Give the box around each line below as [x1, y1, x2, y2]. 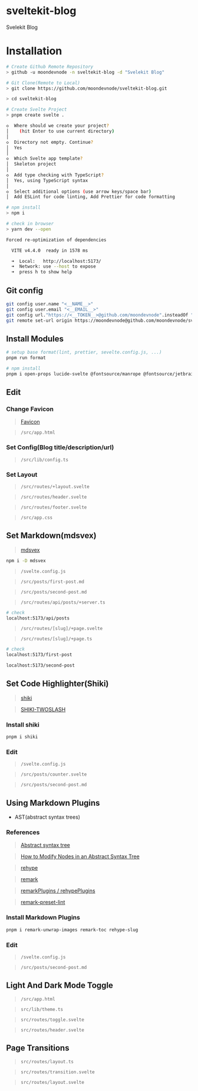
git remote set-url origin [6, 317, 72, 324]
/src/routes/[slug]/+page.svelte [20, 626, 103, 632]
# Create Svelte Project [6, 107, 67, 113]
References [6, 828, 40, 836]
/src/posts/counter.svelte [20, 772, 87, 777]
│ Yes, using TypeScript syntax [6, 177, 88, 183]
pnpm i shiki [6, 734, 38, 740]
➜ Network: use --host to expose [11, 263, 96, 269]
